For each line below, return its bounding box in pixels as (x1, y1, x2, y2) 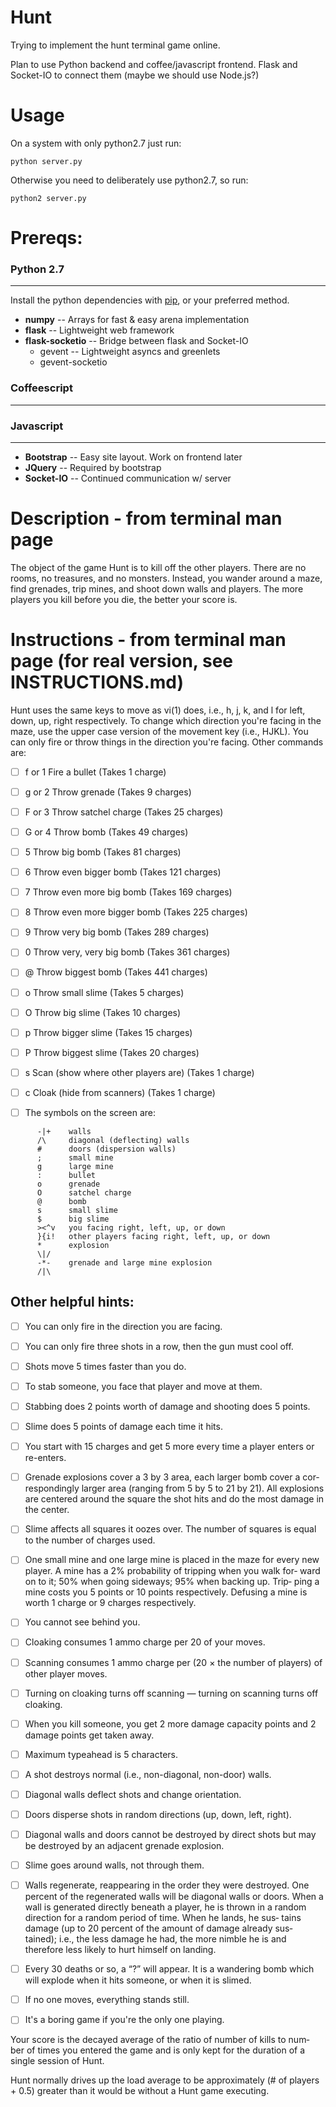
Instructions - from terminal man (10, 629, 287, 651)
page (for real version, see (10, 650, 234, 673)
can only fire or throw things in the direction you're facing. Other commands (10, 736, 324, 748)
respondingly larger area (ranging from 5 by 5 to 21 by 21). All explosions (24, 1482, 325, 1495)
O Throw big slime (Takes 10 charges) (24, 1006, 182, 1018)
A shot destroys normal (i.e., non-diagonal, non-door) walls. (24, 1768, 272, 1780)
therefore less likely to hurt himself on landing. (24, 1944, 217, 1956)
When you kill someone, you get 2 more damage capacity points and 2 (24, 1717, 317, 1730)
